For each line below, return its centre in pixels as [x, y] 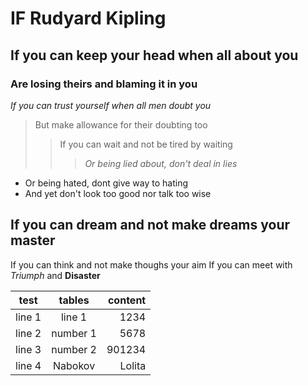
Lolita [133, 365]
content [127, 300]
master [33, 240]
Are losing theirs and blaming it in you [104, 84]
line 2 [28, 333]
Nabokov [74, 365]
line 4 [28, 365]
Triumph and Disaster [55, 275]
